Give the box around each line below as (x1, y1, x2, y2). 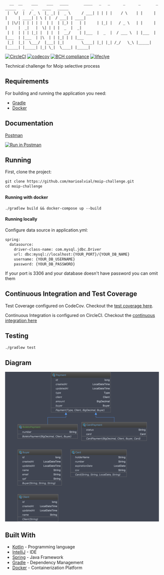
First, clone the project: (5, 169, 52, 175)
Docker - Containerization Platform (12, 565, 82, 571)
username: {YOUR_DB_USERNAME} (14, 257, 76, 261)
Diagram (5, 359, 32, 367)
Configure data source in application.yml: (5, 227, 88, 233)
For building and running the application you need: (5, 90, 106, 96)
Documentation (5, 119, 54, 128)
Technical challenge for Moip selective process (5, 63, 100, 69)
